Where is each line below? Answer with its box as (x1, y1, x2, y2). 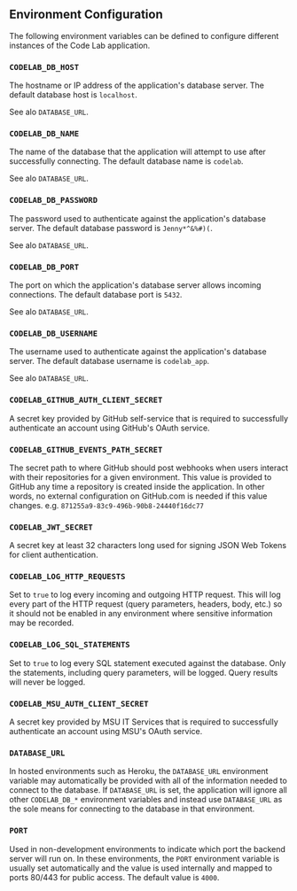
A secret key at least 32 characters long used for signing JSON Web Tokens (9, 540, 286, 551)
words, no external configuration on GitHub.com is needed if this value (9, 491, 268, 501)
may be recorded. (9, 617, 74, 628)
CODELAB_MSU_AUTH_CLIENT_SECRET (9, 699, 149, 709)
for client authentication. (9, 549, 99, 561)
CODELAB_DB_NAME (9, 128, 80, 139)
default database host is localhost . (9, 89, 137, 100)
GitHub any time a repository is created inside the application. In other (9, 481, 265, 492)
